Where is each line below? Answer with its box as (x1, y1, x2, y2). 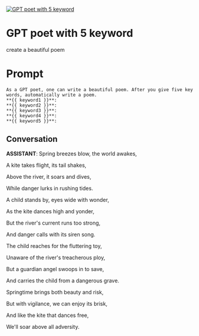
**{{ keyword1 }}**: (6, 97, 58, 103)
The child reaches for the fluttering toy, (6, 242, 102, 250)
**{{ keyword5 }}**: (6, 118, 58, 124)
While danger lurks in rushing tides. (6, 185, 94, 192)
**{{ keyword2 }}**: (6, 102, 58, 108)
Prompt (6, 67, 43, 80)
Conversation (6, 134, 58, 144)
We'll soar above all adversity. (6, 323, 80, 330)
